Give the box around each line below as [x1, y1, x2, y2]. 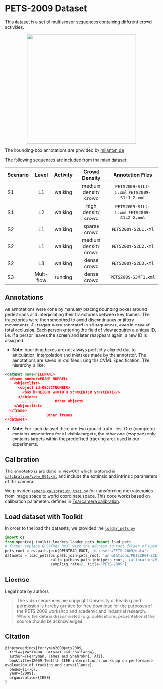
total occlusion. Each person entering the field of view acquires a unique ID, [5, 327, 156, 333]
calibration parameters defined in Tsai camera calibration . [5, 498, 120, 504]
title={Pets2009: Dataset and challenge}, [9, 650, 97, 654]
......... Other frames [9, 412, 73, 417]
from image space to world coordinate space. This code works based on [5, 493, 150, 499]
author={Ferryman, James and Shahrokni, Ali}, [9, 654, 105, 659]
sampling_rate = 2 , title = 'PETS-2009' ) [50, 562, 127, 567]
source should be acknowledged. [16, 618, 84, 624]
